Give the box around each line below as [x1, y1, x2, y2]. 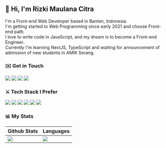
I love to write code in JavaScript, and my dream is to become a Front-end [5, 34, 157, 40]
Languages [42, 127, 70, 134]
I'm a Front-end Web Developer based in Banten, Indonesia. [5, 18, 128, 24]
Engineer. [5, 39, 25, 45]
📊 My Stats [5, 113, 34, 120]
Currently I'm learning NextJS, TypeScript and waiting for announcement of [5, 44, 160, 50]
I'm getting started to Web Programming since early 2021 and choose [5, 23, 148, 29]
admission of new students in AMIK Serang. [5, 49, 95, 55]
